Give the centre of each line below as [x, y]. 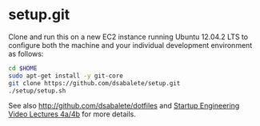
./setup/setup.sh [37, 91]
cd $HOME [23, 68]
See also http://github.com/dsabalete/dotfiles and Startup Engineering [124, 106]
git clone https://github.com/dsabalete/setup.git [94, 83]
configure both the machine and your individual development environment [130, 45]
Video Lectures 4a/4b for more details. [72, 114]
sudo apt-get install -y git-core [66, 76]
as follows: [26, 53]
